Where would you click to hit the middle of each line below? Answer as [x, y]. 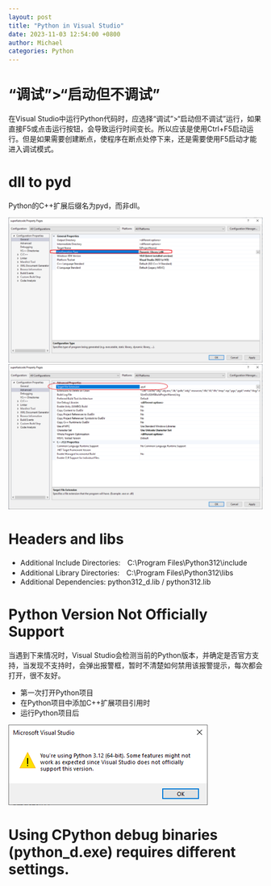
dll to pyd [40, 182]
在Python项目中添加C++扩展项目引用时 [85, 702]
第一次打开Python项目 [57, 693]
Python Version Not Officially [108, 614]
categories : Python [41, 51]
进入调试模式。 [33, 149]
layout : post [30, 17]
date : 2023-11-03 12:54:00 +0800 [65, 34]
